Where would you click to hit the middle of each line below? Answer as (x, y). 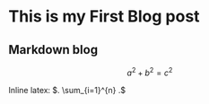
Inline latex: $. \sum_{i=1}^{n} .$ (67, 90)
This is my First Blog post (104, 17)
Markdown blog (53, 50)
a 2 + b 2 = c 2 (150, 72)
